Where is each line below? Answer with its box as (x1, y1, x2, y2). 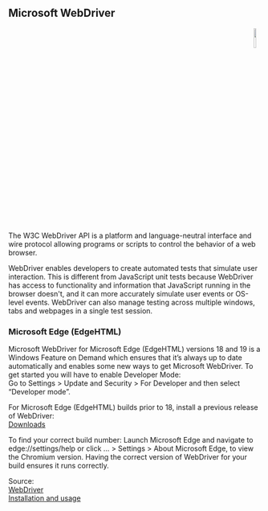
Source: (8, 476, 35, 486)
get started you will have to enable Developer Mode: (8, 370, 181, 380)
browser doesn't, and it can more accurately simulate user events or (8, 288, 234, 298)
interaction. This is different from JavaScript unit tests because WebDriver (8, 272, 254, 281)
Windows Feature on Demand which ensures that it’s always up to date (8, 353, 242, 362)
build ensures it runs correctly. (8, 461, 110, 471)
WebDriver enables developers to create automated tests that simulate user (8, 263, 258, 272)
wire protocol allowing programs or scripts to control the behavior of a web (8, 239, 256, 248)
